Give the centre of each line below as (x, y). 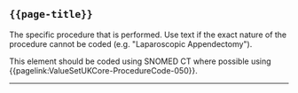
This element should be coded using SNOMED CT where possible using (141, 61)
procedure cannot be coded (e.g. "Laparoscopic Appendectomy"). (131, 43)
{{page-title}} (51, 15)
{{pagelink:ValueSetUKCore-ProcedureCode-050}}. (103, 70)
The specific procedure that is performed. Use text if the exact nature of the (148, 35)
